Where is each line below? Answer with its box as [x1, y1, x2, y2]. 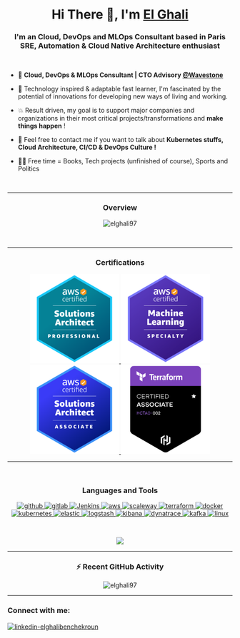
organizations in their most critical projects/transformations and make [17, 114, 224, 123]
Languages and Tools [81, 485, 159, 495]
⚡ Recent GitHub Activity [76, 562, 164, 572]
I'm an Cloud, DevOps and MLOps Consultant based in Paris [14, 32, 226, 42]
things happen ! [17, 121, 66, 131]
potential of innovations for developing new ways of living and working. [17, 92, 229, 101]
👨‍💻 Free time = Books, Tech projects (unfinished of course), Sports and [17, 157, 229, 166]
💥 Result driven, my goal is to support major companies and [17, 106, 195, 115]
